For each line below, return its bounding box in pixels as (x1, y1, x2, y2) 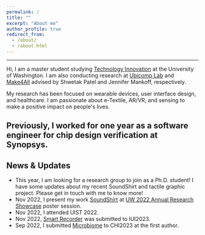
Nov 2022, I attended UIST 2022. (15, 209, 99, 216)
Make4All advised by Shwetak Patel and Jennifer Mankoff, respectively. (6, 78, 187, 85)
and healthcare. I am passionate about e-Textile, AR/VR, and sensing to (6, 96, 185, 103)
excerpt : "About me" (6, 20, 59, 26)
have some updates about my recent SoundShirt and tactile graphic (15, 183, 185, 191)
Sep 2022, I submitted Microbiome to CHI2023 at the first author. (15, 222, 179, 229)
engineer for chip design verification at (6, 130, 158, 141)
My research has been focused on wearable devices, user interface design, (6, 89, 196, 97)
